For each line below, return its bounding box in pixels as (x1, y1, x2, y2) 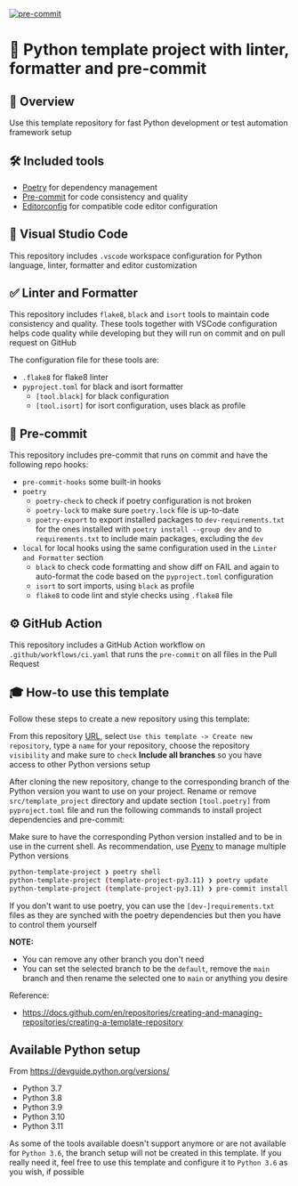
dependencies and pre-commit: (9, 814, 125, 825)
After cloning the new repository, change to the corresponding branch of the (9, 776, 290, 787)
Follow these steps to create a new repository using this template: (9, 713, 251, 724)
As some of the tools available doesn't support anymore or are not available (9, 1138, 286, 1149)
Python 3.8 (21, 1093, 62, 1103)
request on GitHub (9, 337, 77, 348)
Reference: (9, 989, 50, 1001)
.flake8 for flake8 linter (21, 372, 109, 383)
